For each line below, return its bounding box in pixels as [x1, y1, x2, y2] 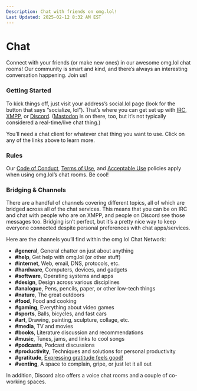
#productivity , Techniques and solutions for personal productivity [14, 348, 176, 355]
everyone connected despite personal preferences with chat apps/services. [6, 224, 191, 231]
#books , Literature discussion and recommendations [14, 329, 143, 336]
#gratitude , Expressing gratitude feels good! [14, 354, 124, 361]
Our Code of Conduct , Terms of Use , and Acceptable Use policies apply [6, 165, 182, 172]
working [6, 378, 27, 385]
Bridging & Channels [6, 186, 66, 194]
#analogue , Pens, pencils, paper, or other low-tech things [14, 285, 156, 292]
